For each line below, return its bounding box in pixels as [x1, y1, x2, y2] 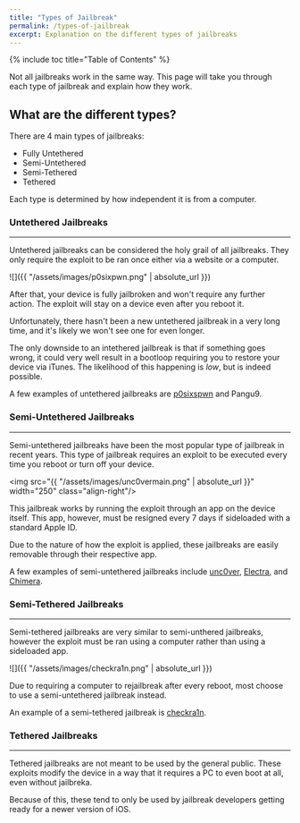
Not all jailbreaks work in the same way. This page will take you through [9, 72, 272, 82]
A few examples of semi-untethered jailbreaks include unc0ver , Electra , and [9, 565, 288, 577]
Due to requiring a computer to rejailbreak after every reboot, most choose [9, 681, 284, 691]
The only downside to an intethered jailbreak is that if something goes [9, 343, 266, 353]
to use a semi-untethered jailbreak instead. [9, 690, 167, 700]
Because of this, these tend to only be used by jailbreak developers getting [9, 794, 285, 805]
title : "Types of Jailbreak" [9, 13, 118, 22]
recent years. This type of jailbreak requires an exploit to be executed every [9, 449, 287, 460]
